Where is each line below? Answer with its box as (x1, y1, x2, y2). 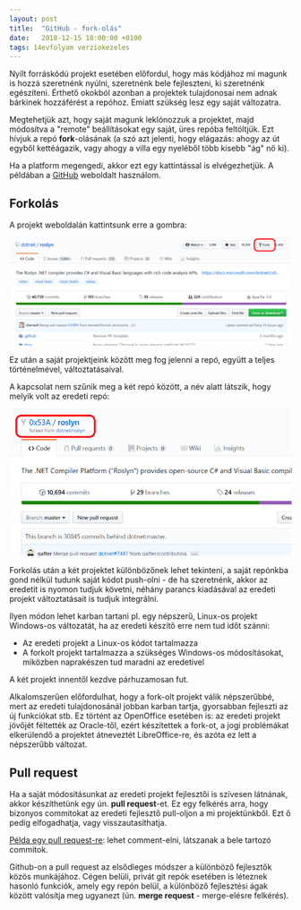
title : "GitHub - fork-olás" (9, 23, 123, 33)
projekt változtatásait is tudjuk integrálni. (9, 594, 159, 605)
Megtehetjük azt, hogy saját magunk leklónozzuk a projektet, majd (9, 115, 254, 125)
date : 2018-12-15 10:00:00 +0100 (9, 33, 142, 42)
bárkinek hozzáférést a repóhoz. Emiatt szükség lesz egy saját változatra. (9, 97, 281, 107)
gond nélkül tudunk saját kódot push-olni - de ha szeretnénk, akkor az (9, 574, 269, 586)
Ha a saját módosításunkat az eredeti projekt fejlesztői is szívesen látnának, (9, 788, 288, 799)
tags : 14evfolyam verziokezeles (9, 43, 130, 52)
